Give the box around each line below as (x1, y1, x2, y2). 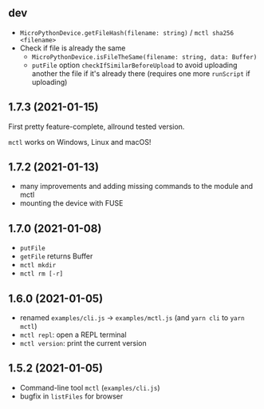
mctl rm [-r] (19, 270, 64, 279)
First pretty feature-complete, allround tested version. (8, 122, 185, 131)
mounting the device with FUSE (19, 198, 124, 208)
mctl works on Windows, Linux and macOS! (8, 137, 152, 146)
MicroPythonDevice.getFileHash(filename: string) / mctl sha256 (19, 27, 234, 37)
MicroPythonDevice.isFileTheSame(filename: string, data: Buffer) (31, 53, 258, 61)
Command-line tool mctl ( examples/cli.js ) (19, 383, 160, 392)
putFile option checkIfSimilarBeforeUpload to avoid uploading (31, 60, 238, 70)
